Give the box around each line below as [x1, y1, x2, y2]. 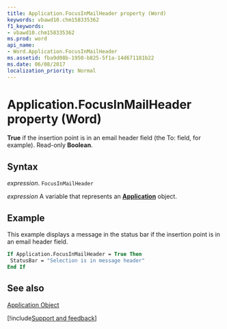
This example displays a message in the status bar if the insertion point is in [7, 231, 221, 239]
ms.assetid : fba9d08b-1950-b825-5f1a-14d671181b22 [7, 55, 155, 62]
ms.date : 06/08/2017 [7, 61, 66, 68]
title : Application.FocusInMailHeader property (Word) [7, 10, 167, 17]
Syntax [7, 161, 38, 172]
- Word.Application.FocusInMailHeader [7, 49, 118, 55]
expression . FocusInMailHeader [7, 179, 94, 187]
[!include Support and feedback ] [7, 314, 97, 322]
